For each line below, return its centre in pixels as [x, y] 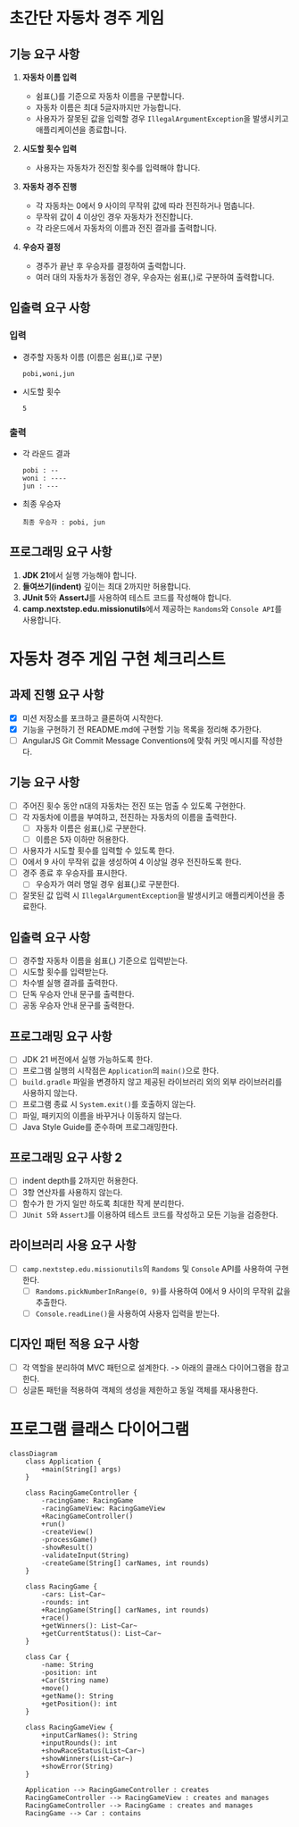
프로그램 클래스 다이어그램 [100, 1429]
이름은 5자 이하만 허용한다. [82, 839]
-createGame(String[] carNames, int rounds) [125, 1563]
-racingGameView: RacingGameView [104, 1508]
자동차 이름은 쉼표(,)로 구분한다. [91, 828]
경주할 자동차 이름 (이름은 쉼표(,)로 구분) [92, 356]
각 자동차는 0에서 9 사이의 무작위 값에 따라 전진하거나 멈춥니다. [145, 205]
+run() [54, 1524]
